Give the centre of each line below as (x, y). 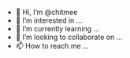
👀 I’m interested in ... (49, 20)
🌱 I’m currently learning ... (58, 29)
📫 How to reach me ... (52, 46)
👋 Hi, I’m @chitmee (46, 12)
